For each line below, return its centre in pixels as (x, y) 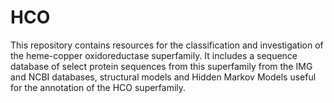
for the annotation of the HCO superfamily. (98, 87)
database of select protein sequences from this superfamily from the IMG (161, 66)
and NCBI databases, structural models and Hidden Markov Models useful (163, 77)
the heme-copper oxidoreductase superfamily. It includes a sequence (154, 55)
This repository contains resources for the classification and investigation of (167, 45)
